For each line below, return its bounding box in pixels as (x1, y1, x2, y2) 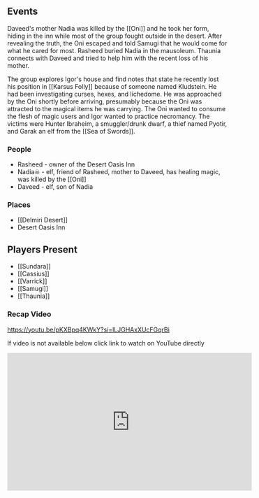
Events (7, 6, 38, 17)
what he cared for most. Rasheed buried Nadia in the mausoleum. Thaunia (7, 46, 221, 55)
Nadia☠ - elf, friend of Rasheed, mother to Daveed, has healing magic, (17, 168, 221, 176)
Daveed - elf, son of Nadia (17, 183, 94, 191)
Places (7, 200, 31, 210)
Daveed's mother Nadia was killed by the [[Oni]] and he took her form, (7, 24, 209, 32)
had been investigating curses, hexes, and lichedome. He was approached (7, 90, 222, 98)
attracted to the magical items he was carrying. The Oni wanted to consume (7, 104, 226, 113)
